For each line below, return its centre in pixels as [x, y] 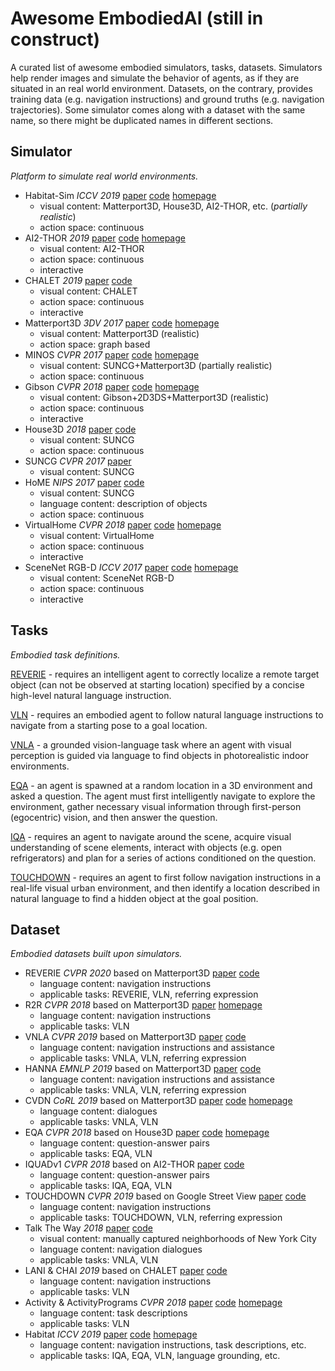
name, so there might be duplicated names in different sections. [142, 120]
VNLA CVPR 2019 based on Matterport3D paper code [135, 1037]
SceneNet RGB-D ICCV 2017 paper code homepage [131, 567]
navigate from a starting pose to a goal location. [109, 725]
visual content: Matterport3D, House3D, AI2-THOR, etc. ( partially [173, 206]
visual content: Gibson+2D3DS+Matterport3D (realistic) [154, 397]
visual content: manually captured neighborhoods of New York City [178, 1239]
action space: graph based [95, 344]
